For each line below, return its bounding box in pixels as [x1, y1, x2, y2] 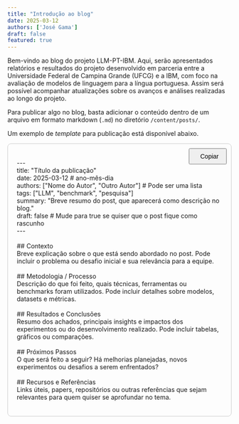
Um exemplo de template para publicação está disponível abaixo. [7, 129, 199, 138]
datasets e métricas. [16, 295, 77, 303]
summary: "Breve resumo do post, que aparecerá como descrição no [16, 196, 220, 205]
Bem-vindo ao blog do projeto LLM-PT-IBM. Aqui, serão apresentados [7, 56, 213, 65]
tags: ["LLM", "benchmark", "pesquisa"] [16, 189, 134, 198]
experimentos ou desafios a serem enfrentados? [16, 363, 159, 371]
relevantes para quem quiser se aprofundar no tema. [16, 393, 171, 402]
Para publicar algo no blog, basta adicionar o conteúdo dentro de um [7, 108, 210, 117]
